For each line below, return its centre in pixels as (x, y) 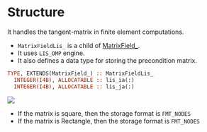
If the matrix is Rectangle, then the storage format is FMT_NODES (108, 121)
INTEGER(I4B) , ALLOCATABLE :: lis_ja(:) (74, 86)
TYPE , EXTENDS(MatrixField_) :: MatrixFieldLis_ (80, 73)
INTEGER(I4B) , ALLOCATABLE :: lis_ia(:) (74, 80)
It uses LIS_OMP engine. (51, 53)
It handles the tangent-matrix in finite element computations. (96, 32)
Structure (36, 12)
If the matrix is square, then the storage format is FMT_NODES (104, 113)
